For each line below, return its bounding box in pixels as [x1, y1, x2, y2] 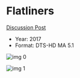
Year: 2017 [14, 35, 42, 42]
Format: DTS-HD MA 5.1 [14, 42, 74, 49]
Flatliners [6, 4, 54, 18]
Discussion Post [6, 24, 46, 31]
